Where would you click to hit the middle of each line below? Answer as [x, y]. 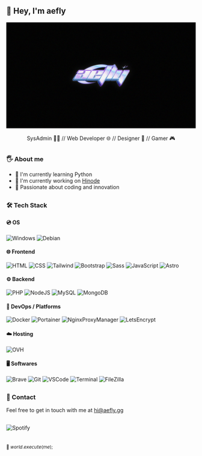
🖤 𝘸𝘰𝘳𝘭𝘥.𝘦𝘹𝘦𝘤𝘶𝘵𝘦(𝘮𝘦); [29, 447]
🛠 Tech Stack [27, 205]
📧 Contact [21, 397]
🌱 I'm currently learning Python [54, 174]
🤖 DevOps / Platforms [34, 306]
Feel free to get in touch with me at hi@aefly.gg [65, 410]
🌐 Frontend [20, 252]
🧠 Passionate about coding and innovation [67, 187]
